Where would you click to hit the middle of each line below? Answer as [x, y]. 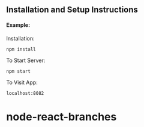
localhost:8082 [25, 93]
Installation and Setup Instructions [72, 10]
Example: [18, 25]
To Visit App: [22, 82]
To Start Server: [26, 60]
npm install [21, 49]
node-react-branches [61, 117]
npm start [19, 71]
